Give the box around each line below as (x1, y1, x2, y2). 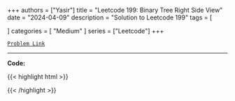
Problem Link (7, 40, 45, 47)
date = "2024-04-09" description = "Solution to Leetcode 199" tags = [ (7, 13, 213, 22)
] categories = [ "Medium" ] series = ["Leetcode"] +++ (7, 27, 164, 35)
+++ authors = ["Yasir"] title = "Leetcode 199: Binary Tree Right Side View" (7, 6, 223, 14)
